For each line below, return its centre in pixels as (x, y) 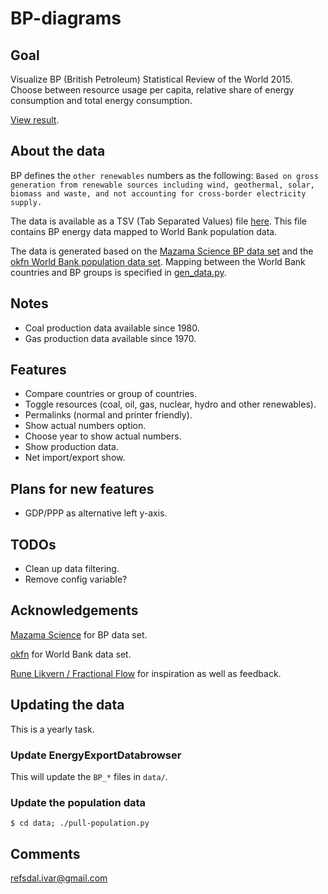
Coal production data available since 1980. (112, 328)
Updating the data (67, 705)
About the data (58, 151)
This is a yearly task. (52, 729)
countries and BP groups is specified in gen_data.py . (118, 272)
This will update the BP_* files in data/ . (89, 776)
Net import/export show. (75, 458)
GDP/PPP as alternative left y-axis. (96, 513)
